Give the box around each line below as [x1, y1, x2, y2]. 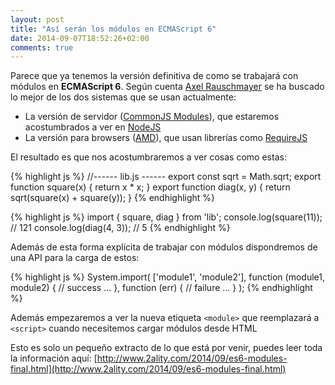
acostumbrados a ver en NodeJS [24, 121, 162, 133]
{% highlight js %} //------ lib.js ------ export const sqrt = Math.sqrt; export [10, 171, 322, 183]
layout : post [10, 14, 65, 25]
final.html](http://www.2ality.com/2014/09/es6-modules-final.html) [10, 363, 287, 375]
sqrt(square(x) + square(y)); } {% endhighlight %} [10, 192, 216, 204]
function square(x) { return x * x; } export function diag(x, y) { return [10, 181, 291, 193]
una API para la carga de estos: [10, 252, 140, 264]
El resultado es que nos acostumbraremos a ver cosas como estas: [10, 151, 287, 163]
